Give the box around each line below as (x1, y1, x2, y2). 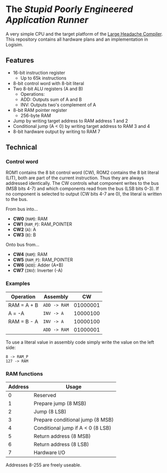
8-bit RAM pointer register (13, 107, 67, 113)
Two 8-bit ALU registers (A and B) (13, 86, 83, 92)
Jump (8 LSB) (34, 408, 67, 415)
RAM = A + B (8, 301, 39, 308)
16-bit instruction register (13, 70, 66, 76)
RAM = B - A (8, 318, 39, 325)
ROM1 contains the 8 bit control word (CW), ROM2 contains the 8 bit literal (6, 170, 159, 176)
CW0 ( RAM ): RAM (13, 216, 48, 222)
